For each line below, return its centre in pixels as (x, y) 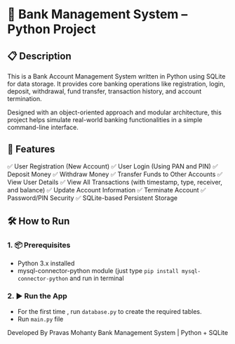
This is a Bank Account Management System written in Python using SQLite (116, 76)
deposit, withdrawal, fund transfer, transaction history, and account (105, 91)
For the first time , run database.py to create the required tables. (109, 311)
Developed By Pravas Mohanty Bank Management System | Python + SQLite (118, 332)
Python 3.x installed (46, 263)
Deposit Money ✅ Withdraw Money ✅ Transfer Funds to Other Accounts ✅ (115, 174)
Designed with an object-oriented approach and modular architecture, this (115, 112)
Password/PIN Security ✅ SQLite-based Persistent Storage (92, 198)
